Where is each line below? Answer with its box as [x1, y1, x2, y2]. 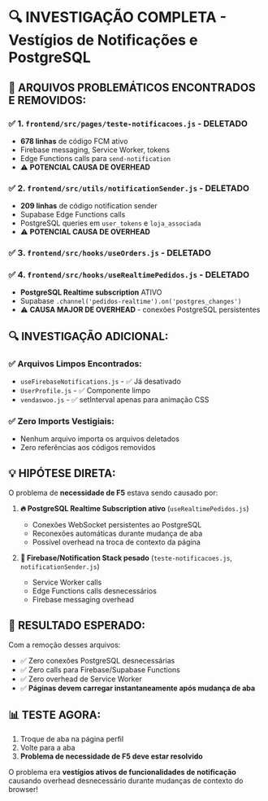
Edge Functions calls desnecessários [32, 586, 157, 596]
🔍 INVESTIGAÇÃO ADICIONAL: [8, 329, 169, 344]
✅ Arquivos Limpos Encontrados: [8, 357, 142, 369]
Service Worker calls [32, 577, 102, 588]
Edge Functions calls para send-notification [19, 153, 171, 163]
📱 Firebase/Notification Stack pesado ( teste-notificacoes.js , [19, 553, 233, 563]
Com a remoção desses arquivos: [8, 640, 121, 650]
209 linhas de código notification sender [19, 201, 158, 211]
